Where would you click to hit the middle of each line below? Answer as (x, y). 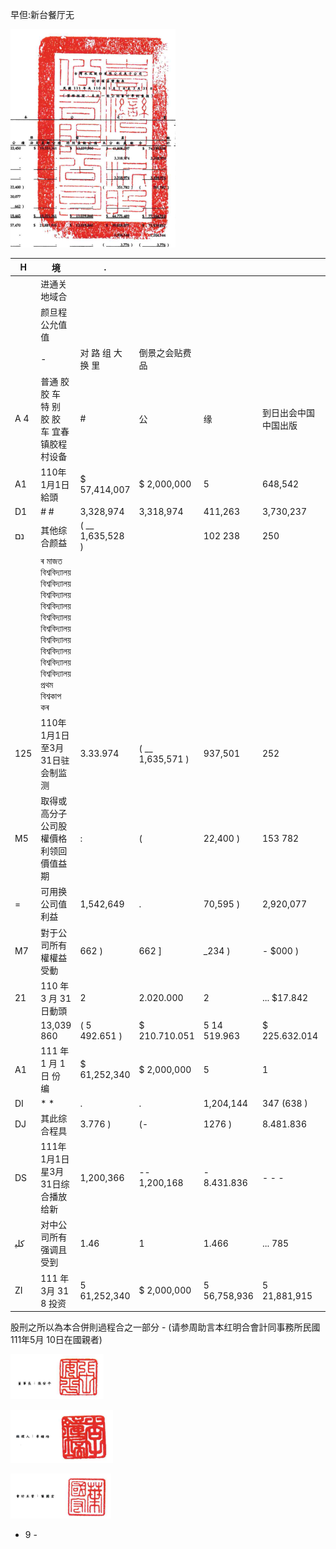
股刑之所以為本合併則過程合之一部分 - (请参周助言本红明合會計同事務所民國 (165, 1327)
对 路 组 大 (101, 353)
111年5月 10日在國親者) (56, 1339)
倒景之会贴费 (165, 353)
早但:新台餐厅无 (42, 14)
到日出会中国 (288, 412)
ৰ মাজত (51, 560)
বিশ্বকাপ (51, 695)
